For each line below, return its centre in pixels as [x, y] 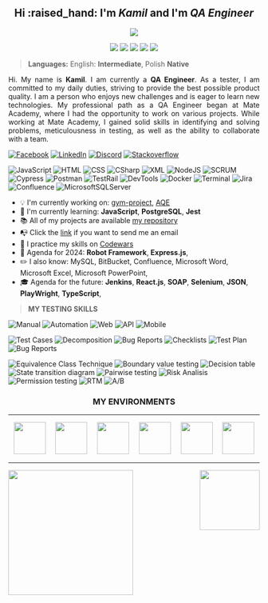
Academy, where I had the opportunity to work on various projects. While [134, 113]
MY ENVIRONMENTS [134, 401]
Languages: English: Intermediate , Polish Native [108, 64]
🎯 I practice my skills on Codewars [77, 244]
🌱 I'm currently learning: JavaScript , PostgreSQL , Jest [110, 211]
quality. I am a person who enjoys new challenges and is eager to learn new [134, 96]
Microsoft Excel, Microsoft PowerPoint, [84, 273]
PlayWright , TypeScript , [61, 293]
